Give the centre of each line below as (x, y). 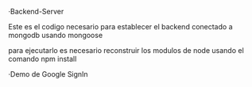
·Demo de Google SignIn (48, 74)
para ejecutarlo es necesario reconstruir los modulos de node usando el (126, 50)
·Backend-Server (36, 11)
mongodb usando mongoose (56, 35)
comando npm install (43, 59)
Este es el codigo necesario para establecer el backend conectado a (120, 26)
